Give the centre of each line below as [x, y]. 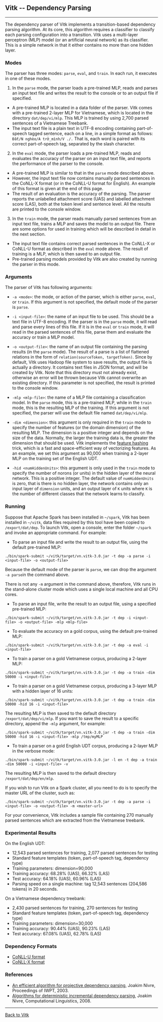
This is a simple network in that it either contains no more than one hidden [79, 45]
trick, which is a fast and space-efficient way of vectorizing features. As [84, 448]
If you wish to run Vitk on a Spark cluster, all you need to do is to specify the [81, 788]
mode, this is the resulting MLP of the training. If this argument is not [81, 408]
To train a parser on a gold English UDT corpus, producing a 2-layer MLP [85, 746]
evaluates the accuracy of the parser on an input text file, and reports [81, 159]
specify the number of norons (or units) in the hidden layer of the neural [84, 473]
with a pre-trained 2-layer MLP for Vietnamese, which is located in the [82, 113]
